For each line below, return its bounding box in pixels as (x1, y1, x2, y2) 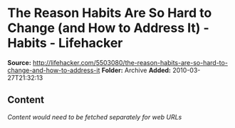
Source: (7, 58, 32, 66)
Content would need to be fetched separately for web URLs (7, 112, 182, 121)
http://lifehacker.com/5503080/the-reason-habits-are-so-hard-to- (33, 58, 228, 66)
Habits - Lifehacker (7, 35, 123, 51)
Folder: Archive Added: (101, 66, 172, 74)
